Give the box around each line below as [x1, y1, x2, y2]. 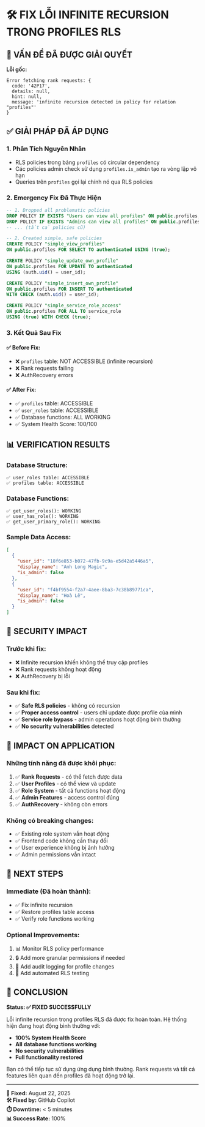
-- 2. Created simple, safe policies [6, 235, 103, 242]
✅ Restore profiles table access [15, 908, 95, 915]
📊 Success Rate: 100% [6, 1115, 66, 1122]
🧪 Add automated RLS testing [15, 970, 90, 977]
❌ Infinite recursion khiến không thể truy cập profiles [15, 659, 148, 666]
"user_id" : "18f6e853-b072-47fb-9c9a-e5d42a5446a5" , [17, 558, 154, 564]
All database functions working [15, 1040, 97, 1047]
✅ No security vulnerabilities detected [15, 723, 114, 730]
